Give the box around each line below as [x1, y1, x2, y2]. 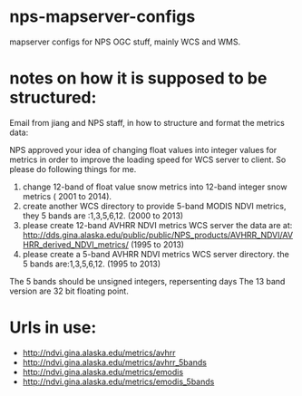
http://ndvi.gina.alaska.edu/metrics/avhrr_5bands [22, 356, 207, 368]
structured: [9, 88, 97, 108]
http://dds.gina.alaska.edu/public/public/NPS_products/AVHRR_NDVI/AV [22, 229, 293, 240]
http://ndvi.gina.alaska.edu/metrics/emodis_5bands [22, 376, 215, 387]
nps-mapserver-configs [9, 6, 196, 27]
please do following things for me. [9, 163, 137, 174]
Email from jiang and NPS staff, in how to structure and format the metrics [9, 117, 286, 128]
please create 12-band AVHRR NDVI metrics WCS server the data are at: [22, 219, 293, 230]
